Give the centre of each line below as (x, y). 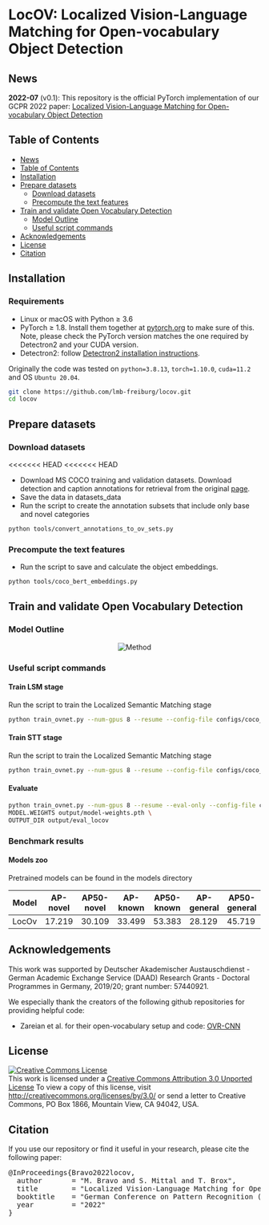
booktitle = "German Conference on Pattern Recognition (135, 1197)
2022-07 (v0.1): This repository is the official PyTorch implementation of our (134, 98)
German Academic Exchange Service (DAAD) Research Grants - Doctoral (129, 978)
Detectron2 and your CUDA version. (79, 344)
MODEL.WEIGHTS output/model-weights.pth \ (80, 812)
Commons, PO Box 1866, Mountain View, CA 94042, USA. (104, 1105)
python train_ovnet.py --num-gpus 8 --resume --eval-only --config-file (132, 805)
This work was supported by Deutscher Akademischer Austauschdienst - (129, 969)
